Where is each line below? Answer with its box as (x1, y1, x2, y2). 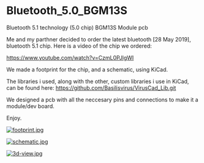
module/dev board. (6, 102, 55, 110)
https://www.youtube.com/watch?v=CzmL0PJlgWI (6, 54, 134, 61)
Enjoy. (6, 114, 22, 121)
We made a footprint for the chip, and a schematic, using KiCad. (6, 65, 168, 73)
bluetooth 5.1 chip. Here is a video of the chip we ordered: (6, 42, 152, 49)
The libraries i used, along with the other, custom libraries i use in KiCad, (6, 78, 189, 85)
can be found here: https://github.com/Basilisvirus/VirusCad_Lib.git (6, 84, 176, 92)
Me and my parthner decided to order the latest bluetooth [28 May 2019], (6, 35, 191, 43)
